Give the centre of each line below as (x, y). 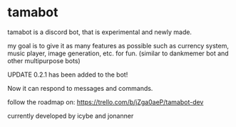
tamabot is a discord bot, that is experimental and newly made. (100, 32)
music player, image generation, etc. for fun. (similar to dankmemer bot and (118, 53)
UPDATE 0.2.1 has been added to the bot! (68, 74)
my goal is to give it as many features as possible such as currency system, (118, 45)
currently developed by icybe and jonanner (71, 116)
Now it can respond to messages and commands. (80, 88)
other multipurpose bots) (44, 60)
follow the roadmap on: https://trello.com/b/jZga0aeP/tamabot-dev (106, 102)
